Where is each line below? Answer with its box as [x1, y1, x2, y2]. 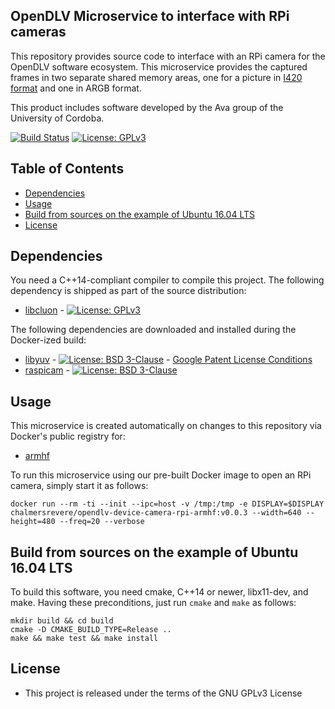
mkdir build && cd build [10, 616, 114, 626]
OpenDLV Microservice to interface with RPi [10, 8, 290, 25]
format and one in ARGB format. [10, 82, 142, 94]
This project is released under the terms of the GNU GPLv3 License [24, 687, 303, 699]
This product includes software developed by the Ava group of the [10, 101, 284, 113]
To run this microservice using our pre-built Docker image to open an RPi [10, 469, 312, 481]
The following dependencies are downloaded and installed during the [10, 324, 297, 336]
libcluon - [24, 304, 65, 316]
